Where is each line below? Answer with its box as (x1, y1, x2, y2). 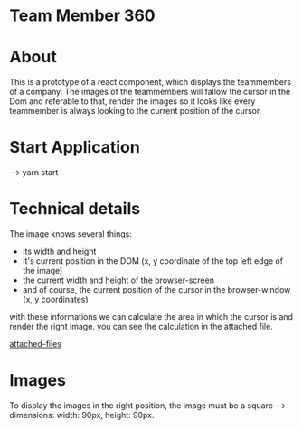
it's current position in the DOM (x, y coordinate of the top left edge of (22, 256, 283, 266)
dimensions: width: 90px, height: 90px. (9, 409, 155, 420)
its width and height (22, 246, 97, 256)
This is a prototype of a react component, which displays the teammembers (9, 77, 292, 88)
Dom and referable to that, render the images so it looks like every (9, 96, 256, 107)
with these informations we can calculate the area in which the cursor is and (9, 312, 294, 322)
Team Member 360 (9, 5, 156, 26)
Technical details (9, 199, 141, 219)
